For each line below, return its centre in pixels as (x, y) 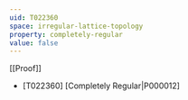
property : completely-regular (66, 34)
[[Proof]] (26, 68)
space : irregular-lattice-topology (76, 26)
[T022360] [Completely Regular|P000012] (101, 86)
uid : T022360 (34, 18)
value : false (34, 43)
